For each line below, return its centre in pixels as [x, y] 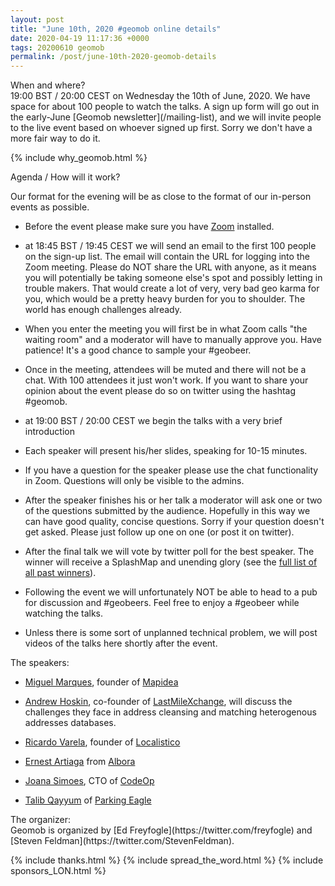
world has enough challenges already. [103, 310]
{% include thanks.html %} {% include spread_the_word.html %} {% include [167, 860]
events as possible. [50, 207]
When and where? [48, 85]
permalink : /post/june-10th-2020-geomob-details [113, 57]
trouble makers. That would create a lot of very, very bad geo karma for [172, 288]
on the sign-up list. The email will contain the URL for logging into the [167, 257]
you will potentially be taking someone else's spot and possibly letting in [173, 278]
